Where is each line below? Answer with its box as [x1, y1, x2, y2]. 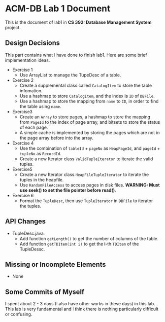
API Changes [5, 217, 46, 226]
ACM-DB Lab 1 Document [5, 3, 111, 14]
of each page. [19, 124, 48, 130]
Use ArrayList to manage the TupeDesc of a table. [19, 72, 121, 78]
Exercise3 [12, 108, 33, 114]
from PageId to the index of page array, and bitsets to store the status [19, 119, 160, 125]
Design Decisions [5, 39, 60, 47]
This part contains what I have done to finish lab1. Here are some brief [5, 52, 147, 58]
